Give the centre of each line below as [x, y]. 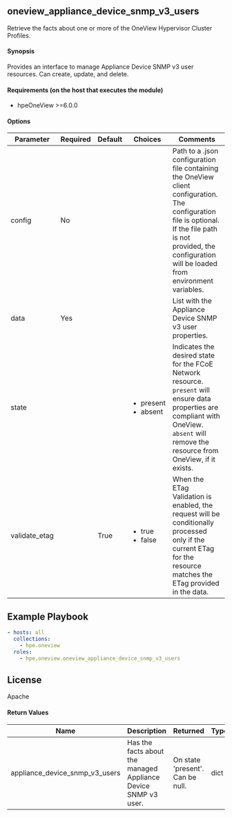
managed [143, 768]
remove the [191, 442]
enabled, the [193, 505]
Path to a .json [195, 151]
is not [181, 238]
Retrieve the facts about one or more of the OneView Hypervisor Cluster [110, 28]
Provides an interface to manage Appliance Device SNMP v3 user [100, 67]
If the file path [195, 229]
